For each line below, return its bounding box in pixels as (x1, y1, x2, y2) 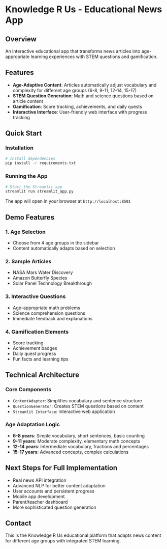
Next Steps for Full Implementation (5, 463, 118, 472)
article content (12, 98, 43, 104)
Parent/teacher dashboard (12, 499, 68, 505)
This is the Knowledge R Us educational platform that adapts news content (5, 532, 161, 538)
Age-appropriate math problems (12, 305, 80, 311)
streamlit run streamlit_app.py (5, 189, 74, 194)
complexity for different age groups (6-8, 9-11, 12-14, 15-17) (12, 87, 137, 93)
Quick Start (5, 129, 42, 138)
